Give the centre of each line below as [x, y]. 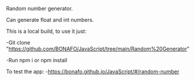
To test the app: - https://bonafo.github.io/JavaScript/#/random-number [93, 72]
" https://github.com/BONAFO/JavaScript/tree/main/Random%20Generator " [98, 49]
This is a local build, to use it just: [46, 31]
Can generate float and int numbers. [50, 20]
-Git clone [18, 43]
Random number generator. [39, 9]
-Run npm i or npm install [37, 60]
